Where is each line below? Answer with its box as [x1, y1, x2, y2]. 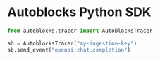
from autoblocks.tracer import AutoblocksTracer [7, 27, 153, 34]
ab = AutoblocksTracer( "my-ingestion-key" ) [7, 40, 137, 47]
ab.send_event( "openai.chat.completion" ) [7, 46, 131, 53]
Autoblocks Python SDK [7, 4, 152, 20]
